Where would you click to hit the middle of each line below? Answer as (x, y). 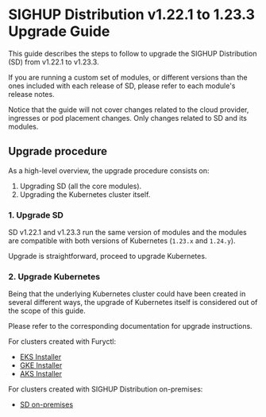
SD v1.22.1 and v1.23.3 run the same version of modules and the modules (128, 233)
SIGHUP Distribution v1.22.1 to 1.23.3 (132, 15)
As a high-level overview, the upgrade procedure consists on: (109, 170)
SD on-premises (46, 405)
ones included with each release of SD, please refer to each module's (122, 86)
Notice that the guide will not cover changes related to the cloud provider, (129, 110)
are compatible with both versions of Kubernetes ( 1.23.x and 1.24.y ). (122, 241)
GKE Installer (41, 365)
